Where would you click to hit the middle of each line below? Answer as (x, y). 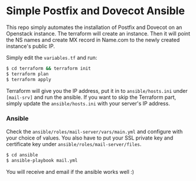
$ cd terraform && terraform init (49, 68)
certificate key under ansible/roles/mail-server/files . (74, 144)
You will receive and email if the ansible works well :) (70, 172)
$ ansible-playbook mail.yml (42, 160)
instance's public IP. (30, 46)
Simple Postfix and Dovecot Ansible (95, 11)
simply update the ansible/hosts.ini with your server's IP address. (88, 103)
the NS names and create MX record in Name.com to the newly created (93, 40)
